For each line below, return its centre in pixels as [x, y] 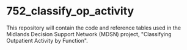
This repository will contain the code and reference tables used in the [94, 28]
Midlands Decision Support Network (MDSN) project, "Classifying [89, 34]
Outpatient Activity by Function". [47, 40]
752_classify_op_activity [70, 11]
